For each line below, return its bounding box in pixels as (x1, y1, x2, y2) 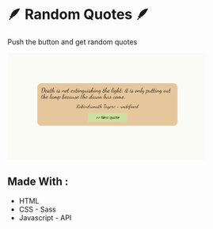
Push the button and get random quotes (7, 36, 138, 47)
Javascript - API (18, 212, 72, 222)
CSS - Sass (18, 204, 56, 214)
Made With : (7, 175, 69, 189)
